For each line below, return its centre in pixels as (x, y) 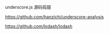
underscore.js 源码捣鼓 (28, 7)
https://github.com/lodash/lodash (39, 26)
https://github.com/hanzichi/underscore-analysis (54, 17)
